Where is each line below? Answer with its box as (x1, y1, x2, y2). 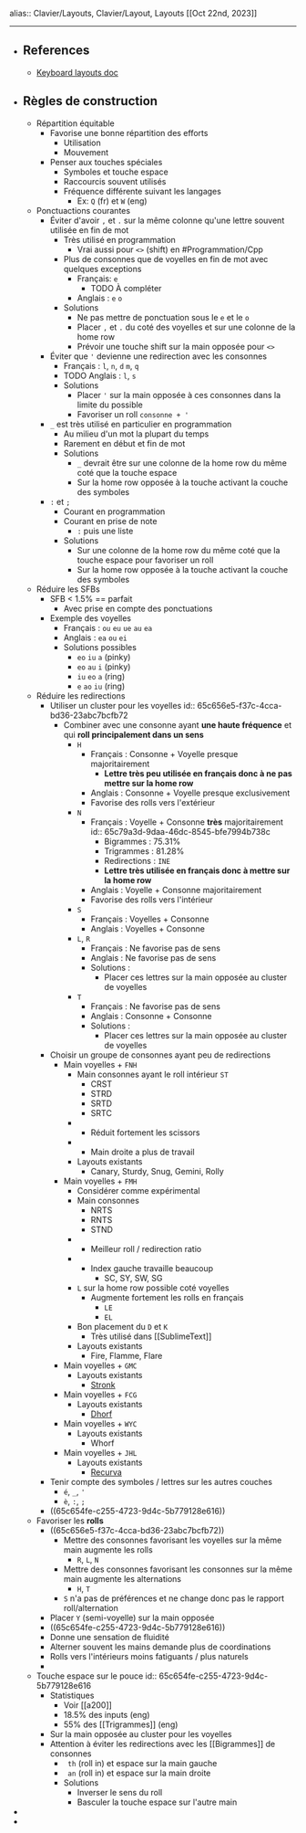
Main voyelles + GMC (63, 1360, 138, 1371)
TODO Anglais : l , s (63, 370, 137, 381)
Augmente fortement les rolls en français (90, 1291, 244, 1302)
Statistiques (49, 1690, 95, 1701)
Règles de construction (22, 93, 158, 109)
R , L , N (76, 1554, 99, 1564)
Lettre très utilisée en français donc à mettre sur (104, 865, 291, 876)
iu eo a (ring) (76, 670, 126, 681)
